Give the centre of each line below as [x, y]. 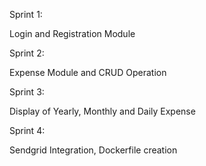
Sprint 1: [26, 14]
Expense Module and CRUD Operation [88, 72]
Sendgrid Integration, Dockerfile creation [93, 150]
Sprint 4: [27, 130]
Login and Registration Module [72, 33]
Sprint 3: [27, 92]
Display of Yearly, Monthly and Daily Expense [102, 111]
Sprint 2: [27, 53]
